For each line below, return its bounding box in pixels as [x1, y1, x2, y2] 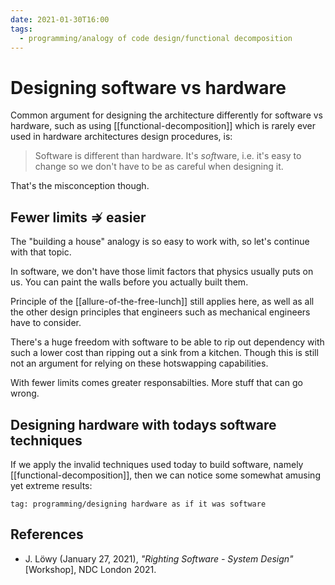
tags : [10, 24, 33, 34]
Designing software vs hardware [10, 76, 287, 99]
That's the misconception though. [10, 180, 150, 192]
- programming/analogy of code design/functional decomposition [19, 33, 293, 43]
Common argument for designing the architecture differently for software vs [10, 109, 323, 121]
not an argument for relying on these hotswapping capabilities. [10, 357, 269, 370]
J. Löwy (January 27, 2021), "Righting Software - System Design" [24, 552, 294, 565]
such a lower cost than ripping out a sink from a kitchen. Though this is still [10, 347, 319, 359]
